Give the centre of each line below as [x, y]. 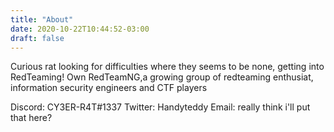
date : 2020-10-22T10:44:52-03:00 [80, 29]
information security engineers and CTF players [109, 88]
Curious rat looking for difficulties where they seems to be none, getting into [167, 67]
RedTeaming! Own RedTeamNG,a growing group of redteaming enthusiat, [162, 77]
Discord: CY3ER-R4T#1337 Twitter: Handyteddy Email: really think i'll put [160, 107]
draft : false [37, 38]
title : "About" [42, 19]
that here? [31, 118]
